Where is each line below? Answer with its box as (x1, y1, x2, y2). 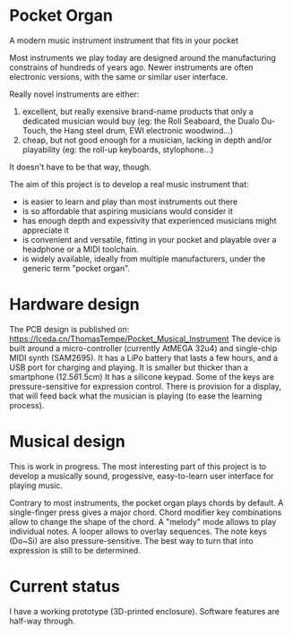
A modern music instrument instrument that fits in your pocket (9, 35, 239, 46)
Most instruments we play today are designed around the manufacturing (9, 52, 276, 63)
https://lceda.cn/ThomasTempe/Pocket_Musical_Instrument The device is (9, 333, 281, 344)
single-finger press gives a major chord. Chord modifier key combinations (9, 507, 282, 518)
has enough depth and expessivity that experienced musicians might (22, 215, 277, 226)
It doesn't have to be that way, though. (9, 161, 152, 172)
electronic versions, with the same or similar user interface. (9, 71, 228, 82)
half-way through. (9, 615, 76, 626)
